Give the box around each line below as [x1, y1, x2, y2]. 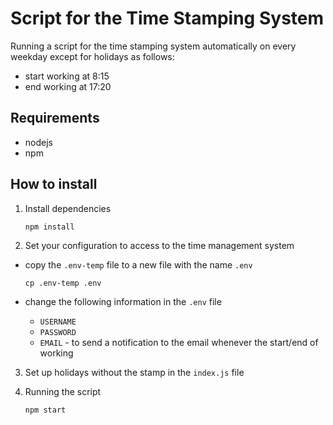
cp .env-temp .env [24, 278, 102, 288]
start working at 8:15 [24, 70, 110, 82]
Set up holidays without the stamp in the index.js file [24, 366, 245, 378]
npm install [24, 222, 75, 232]
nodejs [24, 136, 53, 148]
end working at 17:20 [24, 80, 112, 92]
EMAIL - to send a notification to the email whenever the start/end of [39, 336, 319, 348]
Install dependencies [24, 202, 112, 214]
